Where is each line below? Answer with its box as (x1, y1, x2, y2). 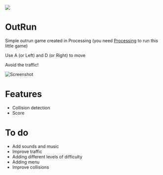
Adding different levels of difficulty (12, 153, 82, 159)
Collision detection (12, 104, 50, 110)
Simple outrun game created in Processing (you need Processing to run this (5, 37, 159, 44)
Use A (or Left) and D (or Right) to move (5, 52, 86, 58)
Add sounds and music (12, 143, 59, 149)
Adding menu (12, 159, 40, 165)
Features (5, 89, 42, 100)
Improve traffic (12, 149, 43, 154)
